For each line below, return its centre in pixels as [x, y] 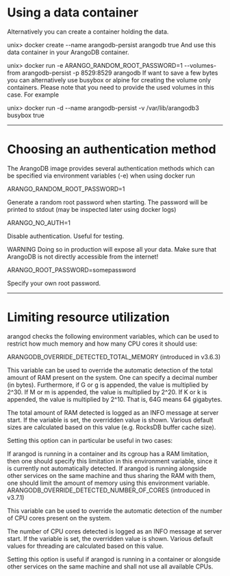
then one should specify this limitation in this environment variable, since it [112, 461]
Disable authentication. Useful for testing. [66, 236]
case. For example [33, 95]
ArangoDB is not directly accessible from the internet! [83, 256]
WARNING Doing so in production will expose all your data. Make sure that [112, 249]
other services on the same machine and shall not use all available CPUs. [110, 566]
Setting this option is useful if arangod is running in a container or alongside [114, 559]
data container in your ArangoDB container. [68, 52]
